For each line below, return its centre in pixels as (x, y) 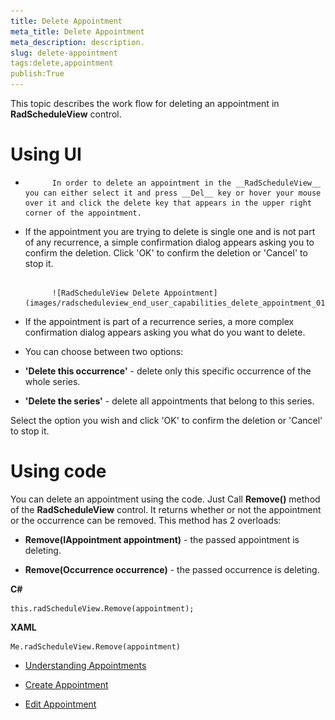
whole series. (52, 381)
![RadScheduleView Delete (105, 293)
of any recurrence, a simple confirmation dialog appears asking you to (169, 242)
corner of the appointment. (83, 213)
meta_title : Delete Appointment (77, 31)
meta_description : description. (77, 42)
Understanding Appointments (85, 665)
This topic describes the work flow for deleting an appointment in (145, 103)
